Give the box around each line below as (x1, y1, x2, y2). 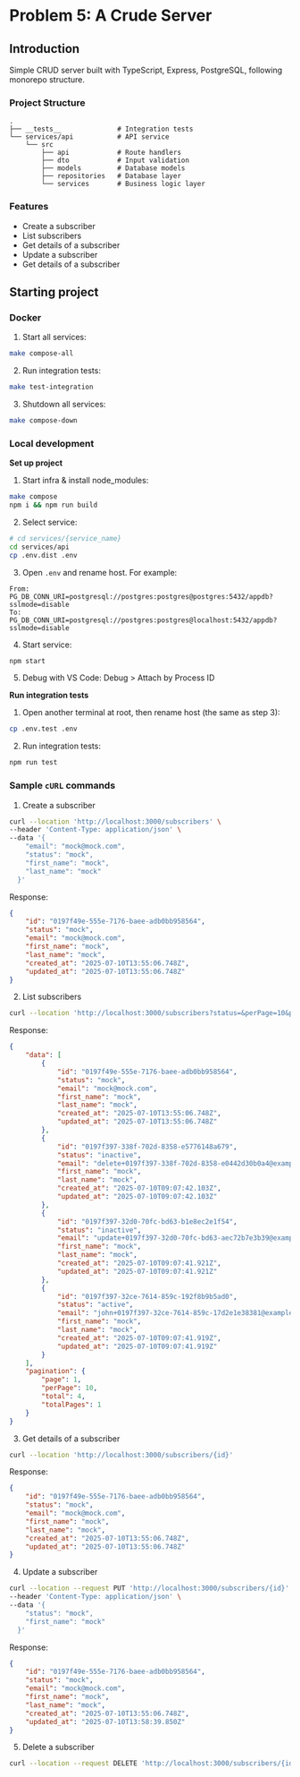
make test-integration (9, 382, 94, 392)
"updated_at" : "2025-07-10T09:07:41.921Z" (56, 1267, 218, 1276)
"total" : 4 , (41, 1392, 87, 1401)
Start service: (21, 639, 72, 650)
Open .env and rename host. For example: (21, 567, 178, 577)
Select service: (21, 517, 78, 527)
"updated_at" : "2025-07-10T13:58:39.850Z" (25, 1717, 186, 1726)
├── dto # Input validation (41, 156, 190, 166)
